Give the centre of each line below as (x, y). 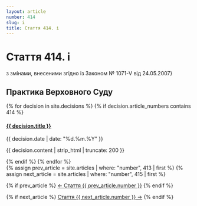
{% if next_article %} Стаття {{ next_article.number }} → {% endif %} (90, 197)
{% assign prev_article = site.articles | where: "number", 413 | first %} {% (95, 168)
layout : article (26, 11)
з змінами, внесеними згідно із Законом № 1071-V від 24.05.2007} (89, 74)
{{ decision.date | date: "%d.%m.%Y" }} (55, 139)
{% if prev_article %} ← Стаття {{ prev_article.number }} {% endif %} (90, 185)
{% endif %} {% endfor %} (39, 162)
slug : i (16, 22)
